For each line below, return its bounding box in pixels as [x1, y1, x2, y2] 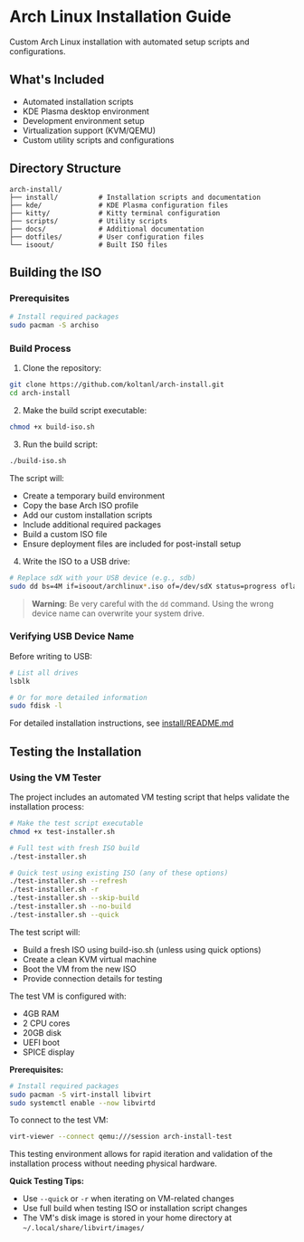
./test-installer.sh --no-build [9, 902, 131, 911]
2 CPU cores [22, 1018, 71, 1029]
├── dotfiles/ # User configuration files [9, 232, 204, 242]
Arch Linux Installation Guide [9, 6, 232, 27]
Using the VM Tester [9, 771, 101, 783]
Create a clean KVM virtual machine [22, 953, 157, 964]
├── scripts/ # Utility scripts [9, 216, 168, 225]
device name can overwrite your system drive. [31, 608, 205, 619]
